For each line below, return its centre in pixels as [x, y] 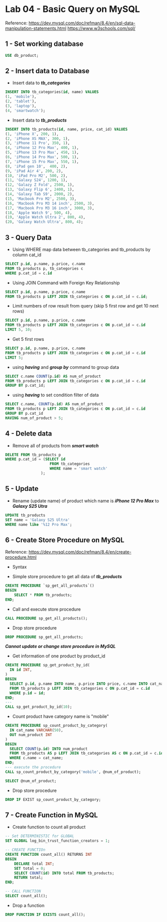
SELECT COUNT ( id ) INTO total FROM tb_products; [64, 873]
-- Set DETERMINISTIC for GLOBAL [40, 836]
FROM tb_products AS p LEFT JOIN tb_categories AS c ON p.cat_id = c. [84, 754]
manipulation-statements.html [36, 28]
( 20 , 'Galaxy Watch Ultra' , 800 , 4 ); [44, 222]
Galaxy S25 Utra [30, 506]
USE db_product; [22, 55]
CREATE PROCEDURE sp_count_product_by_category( [56, 726]
